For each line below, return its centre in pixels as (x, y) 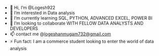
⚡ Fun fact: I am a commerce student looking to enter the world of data (82, 41)
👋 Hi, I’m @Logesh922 (33, 8)
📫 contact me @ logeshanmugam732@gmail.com (60, 34)
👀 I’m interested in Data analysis (42, 13)
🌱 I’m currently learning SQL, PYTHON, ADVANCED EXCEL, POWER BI (81, 18)
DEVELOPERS (24, 28)
